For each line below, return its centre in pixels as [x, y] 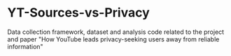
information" [25, 46]
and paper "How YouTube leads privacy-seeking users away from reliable [113, 39]
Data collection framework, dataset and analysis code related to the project [116, 32]
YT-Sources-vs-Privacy [79, 13]
